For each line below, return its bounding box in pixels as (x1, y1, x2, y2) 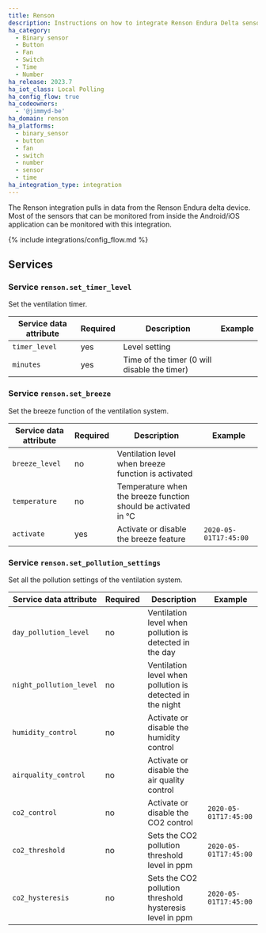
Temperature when (116, 481, 188, 492)
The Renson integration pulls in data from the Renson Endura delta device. (8, 203, 251, 212)
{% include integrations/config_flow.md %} (8, 234, 149, 244)
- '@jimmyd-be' (15, 108, 66, 116)
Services (8, 258, 54, 272)
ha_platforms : (8, 122, 55, 130)
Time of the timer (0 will (123, 354, 212, 365)
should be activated (116, 501, 191, 512)
